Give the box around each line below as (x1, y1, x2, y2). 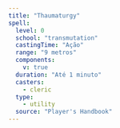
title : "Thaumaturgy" (8, 11, 81, 20)
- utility (22, 100, 56, 108)
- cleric (22, 85, 52, 94)
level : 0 (15, 26, 45, 34)
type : (15, 93, 34, 101)
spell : (8, 19, 30, 27)
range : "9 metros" (15, 48, 78, 56)
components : (15, 56, 56, 64)
